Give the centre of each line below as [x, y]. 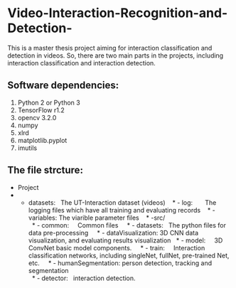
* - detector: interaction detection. [84, 278]
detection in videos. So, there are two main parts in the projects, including [116, 55]
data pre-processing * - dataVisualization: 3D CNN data [113, 233]
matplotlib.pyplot [42, 140]
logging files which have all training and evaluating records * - [122, 210]
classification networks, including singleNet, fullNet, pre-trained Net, [129, 255]
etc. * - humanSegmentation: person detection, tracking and [120, 263]
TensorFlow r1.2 [41, 110]
